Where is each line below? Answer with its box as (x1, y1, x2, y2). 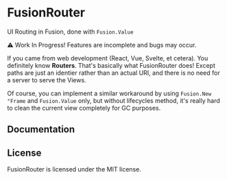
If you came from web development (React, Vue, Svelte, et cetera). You (7, 53, 208, 62)
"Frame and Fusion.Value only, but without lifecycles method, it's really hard (7, 96, 221, 104)
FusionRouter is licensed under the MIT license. (7, 165, 142, 174)
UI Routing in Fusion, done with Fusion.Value (7, 27, 134, 36)
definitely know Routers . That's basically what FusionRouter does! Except (7, 61, 216, 69)
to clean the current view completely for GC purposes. (7, 104, 161, 112)
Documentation (7, 123, 75, 135)
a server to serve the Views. (7, 75, 87, 84)
